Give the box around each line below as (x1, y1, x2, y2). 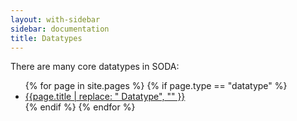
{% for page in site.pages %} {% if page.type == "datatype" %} (24, 80, 288, 92)
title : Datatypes (10, 33, 83, 43)
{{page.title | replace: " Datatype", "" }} (24, 91, 186, 103)
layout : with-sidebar (10, 14, 101, 25)
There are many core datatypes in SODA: (10, 61, 180, 73)
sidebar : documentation (10, 24, 110, 34)
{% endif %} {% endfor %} (24, 101, 136, 113)
